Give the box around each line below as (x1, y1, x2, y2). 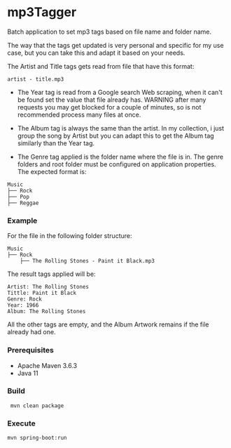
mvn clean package (10, 402, 64, 409)
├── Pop (7, 193, 30, 200)
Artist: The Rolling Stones (7, 284, 90, 291)
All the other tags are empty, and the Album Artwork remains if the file (7, 320, 209, 329)
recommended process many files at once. (17, 110, 141, 119)
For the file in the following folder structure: (7, 232, 132, 240)
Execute (7, 419, 36, 428)
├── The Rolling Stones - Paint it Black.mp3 (20, 258, 155, 265)
